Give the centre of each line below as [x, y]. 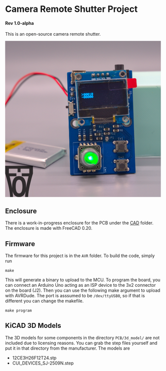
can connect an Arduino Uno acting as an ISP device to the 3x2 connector [81, 285]
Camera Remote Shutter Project [71, 9]
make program [19, 311]
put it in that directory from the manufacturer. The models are [67, 348]
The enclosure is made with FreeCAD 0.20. [49, 228]
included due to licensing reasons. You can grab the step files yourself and [81, 343]
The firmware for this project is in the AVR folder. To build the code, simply [80, 256]
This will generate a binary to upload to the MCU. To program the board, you [83, 280]
